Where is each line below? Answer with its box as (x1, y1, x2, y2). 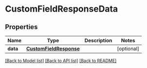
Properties (5, 23, 38, 31)
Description (84, 37, 112, 44)
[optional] (116, 45, 140, 52)
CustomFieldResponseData (5, 3, 118, 15)
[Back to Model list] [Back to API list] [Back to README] (5, 58, 117, 64)
